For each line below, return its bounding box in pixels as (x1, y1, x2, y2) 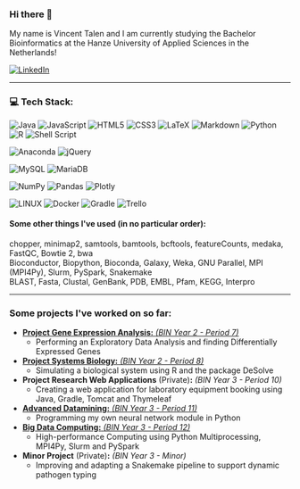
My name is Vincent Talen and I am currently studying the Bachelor (9, 29, 256, 39)
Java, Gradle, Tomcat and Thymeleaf (35, 394, 172, 404)
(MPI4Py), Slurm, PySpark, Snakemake (9, 267, 153, 278)
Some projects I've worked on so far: (9, 307, 172, 319)
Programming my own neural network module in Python (35, 412, 241, 423)
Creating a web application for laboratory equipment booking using (35, 384, 283, 395)
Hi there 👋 (9, 8, 54, 21)
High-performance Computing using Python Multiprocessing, (35, 432, 262, 443)
